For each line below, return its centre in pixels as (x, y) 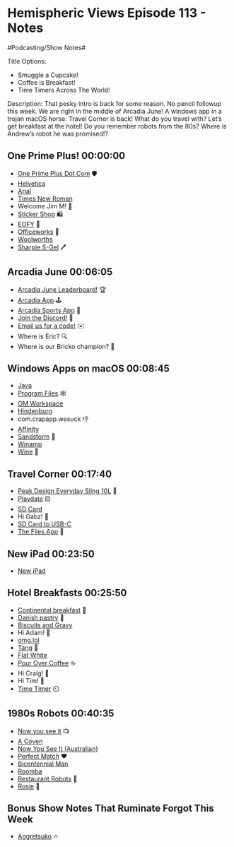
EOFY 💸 (29, 224)
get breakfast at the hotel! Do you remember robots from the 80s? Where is (117, 126)
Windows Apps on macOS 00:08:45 (88, 368)
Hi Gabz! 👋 (33, 516)
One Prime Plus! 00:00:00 (66, 156)
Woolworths (35, 239)
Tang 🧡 (28, 647)
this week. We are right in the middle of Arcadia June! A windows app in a (115, 111)
